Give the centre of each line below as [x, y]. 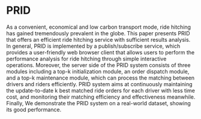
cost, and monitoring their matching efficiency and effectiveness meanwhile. [101, 97]
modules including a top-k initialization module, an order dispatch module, [98, 71]
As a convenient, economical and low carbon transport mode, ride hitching [98, 27]
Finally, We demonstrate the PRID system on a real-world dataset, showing [98, 103]
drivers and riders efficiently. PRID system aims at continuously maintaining [100, 84]
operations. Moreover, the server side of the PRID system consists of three [98, 65]
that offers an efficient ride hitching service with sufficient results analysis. [98, 39]
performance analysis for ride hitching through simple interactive [86, 59]
